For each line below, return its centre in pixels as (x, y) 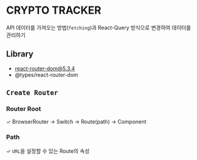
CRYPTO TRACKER (54, 10)
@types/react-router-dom (46, 74)
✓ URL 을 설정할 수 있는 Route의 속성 (48, 151)
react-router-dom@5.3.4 (45, 68)
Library (20, 54)
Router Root (24, 109)
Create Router (32, 93)
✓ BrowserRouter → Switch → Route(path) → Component (76, 122)
